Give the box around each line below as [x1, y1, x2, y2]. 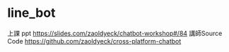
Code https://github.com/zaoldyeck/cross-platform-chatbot [7, 37, 182, 45]
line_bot [7, 5, 56, 21]
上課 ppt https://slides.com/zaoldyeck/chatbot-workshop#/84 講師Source [7, 29, 223, 37]
